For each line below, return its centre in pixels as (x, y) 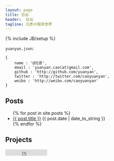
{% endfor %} (27, 124)
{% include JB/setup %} (30, 39)
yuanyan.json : (20, 48)
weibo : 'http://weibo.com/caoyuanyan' (56, 81)
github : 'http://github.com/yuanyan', (56, 72)
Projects (19, 140)
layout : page (19, 10)
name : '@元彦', (31, 63)
